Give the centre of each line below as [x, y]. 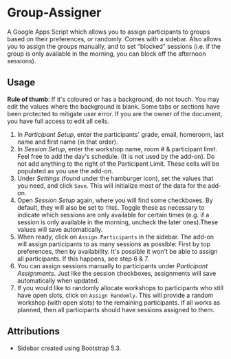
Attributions [34, 331]
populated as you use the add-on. [65, 171]
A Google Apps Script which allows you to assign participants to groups [109, 32]
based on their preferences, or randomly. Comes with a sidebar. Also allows [114, 39]
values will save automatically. [60, 229]
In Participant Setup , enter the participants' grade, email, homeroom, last [120, 134]
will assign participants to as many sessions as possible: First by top [114, 244]
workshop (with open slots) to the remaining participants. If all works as [119, 302]
